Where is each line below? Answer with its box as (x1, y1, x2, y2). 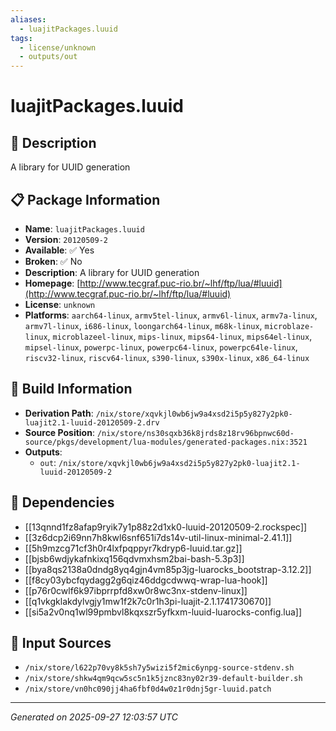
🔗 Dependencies (10, 494, 115, 511)
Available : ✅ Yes (24, 244, 95, 256)
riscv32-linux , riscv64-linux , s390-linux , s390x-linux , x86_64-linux (24, 351, 310, 363)
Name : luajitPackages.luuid (24, 222, 145, 235)
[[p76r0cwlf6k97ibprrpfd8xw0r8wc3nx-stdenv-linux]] (24, 584, 248, 596)
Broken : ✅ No (24, 255, 83, 267)
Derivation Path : (24, 407, 94, 419)
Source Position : (24, 426, 95, 438)
